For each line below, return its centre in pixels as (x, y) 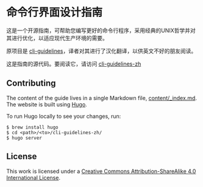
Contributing (31, 83)
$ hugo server (24, 138)
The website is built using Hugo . (47, 104)
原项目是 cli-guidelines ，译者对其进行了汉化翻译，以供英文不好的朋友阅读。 (101, 51)
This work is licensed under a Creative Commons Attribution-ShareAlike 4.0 (101, 171)
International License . (34, 177)
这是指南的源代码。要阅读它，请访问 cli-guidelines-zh (74, 64)
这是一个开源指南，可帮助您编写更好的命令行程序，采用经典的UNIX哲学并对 (101, 30)
